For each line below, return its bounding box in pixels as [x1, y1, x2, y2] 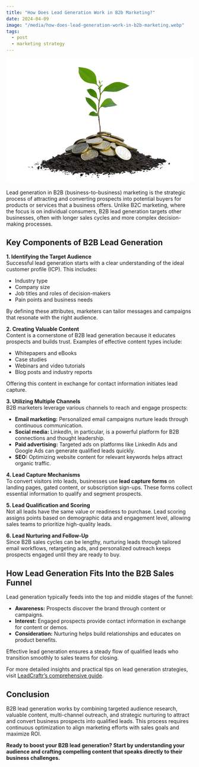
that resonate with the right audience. [6, 314, 98, 321]
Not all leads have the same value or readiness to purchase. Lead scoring [6, 508, 186, 515]
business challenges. [6, 755, 61, 762]
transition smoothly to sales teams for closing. [6, 654, 119, 661]
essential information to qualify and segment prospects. [6, 490, 143, 497]
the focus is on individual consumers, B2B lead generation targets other [6, 208, 182, 215]
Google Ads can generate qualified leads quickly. [14, 447, 135, 454]
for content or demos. [14, 624, 68, 631]
